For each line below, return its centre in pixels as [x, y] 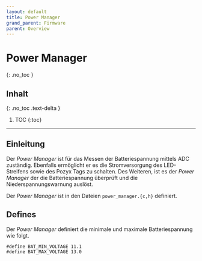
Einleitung [26, 144]
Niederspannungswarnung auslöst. [50, 184]
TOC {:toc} [28, 120]
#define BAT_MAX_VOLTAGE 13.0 [44, 252]
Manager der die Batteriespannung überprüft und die [72, 178]
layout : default [26, 12]
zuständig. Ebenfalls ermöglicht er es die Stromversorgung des [84, 165]
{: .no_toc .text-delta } [33, 108]
